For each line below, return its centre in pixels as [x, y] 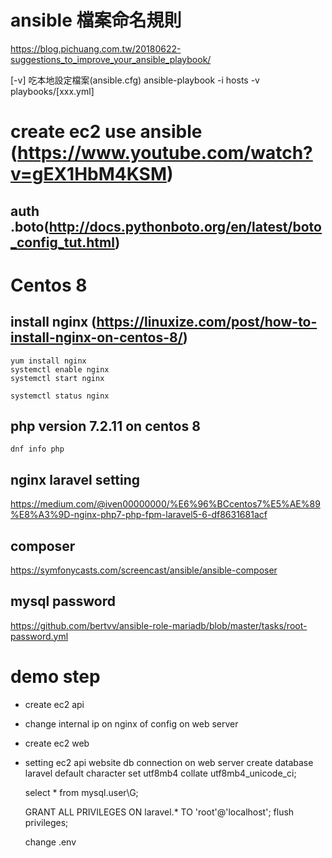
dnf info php [37, 449]
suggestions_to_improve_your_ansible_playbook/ [111, 59]
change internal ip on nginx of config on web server [131, 723]
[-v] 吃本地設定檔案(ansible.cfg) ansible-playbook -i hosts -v [135, 80]
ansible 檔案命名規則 [96, 20]
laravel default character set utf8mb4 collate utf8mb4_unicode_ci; [160, 773]
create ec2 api [54, 704]
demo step [55, 676]
